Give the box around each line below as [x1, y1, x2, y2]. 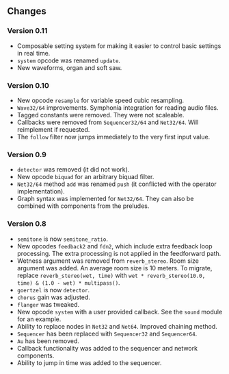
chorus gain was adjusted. [16, 293, 91, 301]
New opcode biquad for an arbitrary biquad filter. [16, 173, 154, 181]
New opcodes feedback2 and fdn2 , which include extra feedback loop [16, 242, 213, 250]
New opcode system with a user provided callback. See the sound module [16, 307, 223, 316]
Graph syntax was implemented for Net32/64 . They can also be [16, 195, 194, 203]
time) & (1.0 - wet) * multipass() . [16, 278, 121, 287]
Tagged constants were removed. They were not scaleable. [16, 110, 185, 119]
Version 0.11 [7, 26, 48, 36]
